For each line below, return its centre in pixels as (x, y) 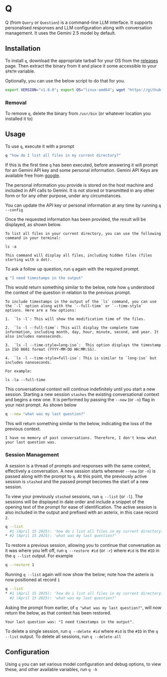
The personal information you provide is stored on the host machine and (79, 185)
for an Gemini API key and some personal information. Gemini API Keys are (82, 170)
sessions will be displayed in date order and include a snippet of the (75, 502)
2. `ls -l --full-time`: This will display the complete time (72, 328)
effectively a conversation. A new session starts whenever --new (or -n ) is (80, 471)
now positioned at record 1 (33, 580)
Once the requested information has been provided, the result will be (76, 219)
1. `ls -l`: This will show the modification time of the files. (75, 319)
